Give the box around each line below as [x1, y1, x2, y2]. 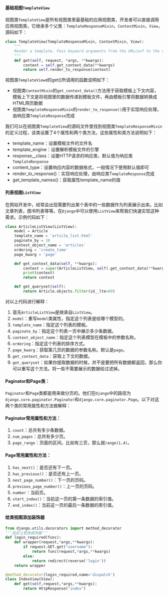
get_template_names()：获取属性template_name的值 [12, 177, 121, 183]
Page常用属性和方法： [5, 452, 51, 458]
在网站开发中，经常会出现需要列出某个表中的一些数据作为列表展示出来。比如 [5, 201, 163, 208]
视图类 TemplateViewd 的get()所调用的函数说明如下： [5, 77, 110, 83]
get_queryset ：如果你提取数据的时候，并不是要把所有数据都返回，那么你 [12, 359, 162, 365]
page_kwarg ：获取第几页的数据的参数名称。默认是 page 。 [12, 347, 127, 353]
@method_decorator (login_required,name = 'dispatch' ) [5, 572, 115, 577]
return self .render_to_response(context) [23, 67, 111, 72]
